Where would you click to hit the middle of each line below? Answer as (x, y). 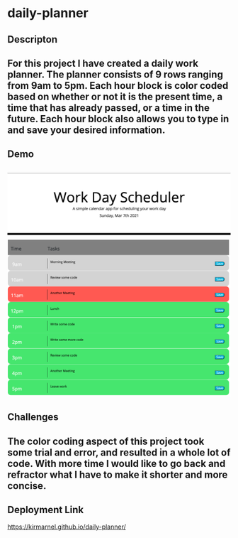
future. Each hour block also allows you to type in (118, 119)
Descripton (33, 39)
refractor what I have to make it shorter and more (118, 474)
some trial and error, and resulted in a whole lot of (119, 452)
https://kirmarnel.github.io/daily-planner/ (67, 527)
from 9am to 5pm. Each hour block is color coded (118, 86)
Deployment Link (45, 510)
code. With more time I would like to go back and (117, 463)
